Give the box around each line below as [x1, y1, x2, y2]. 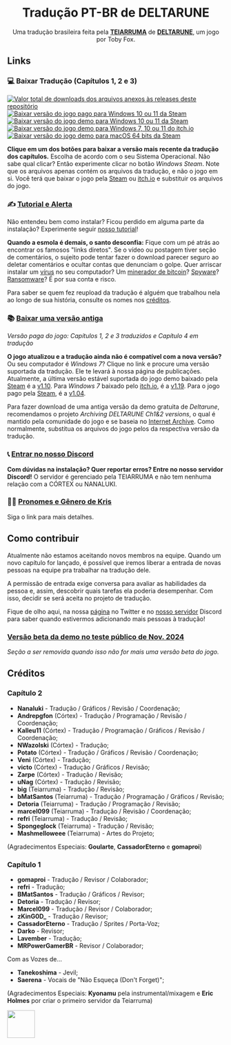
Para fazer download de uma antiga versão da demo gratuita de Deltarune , [7, 403, 219, 411]
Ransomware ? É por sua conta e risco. [7, 275, 117, 283]
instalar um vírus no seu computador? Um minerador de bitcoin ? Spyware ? [7, 268, 219, 276]
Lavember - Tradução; [17, 934, 82, 942]
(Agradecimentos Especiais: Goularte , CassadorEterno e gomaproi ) [7, 842, 202, 851]
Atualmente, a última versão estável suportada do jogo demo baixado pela [7, 375, 219, 383]
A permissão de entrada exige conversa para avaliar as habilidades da [7, 579, 207, 587]
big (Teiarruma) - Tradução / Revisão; [17, 785, 125, 793]
